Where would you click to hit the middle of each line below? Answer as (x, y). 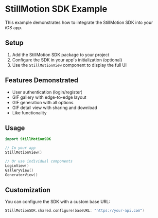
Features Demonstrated (42, 81)
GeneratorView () (21, 175)
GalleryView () (19, 170)
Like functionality (29, 112)
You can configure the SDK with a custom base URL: (58, 202)
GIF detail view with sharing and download (54, 108)
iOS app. (14, 27)
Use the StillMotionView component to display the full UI (69, 65)
